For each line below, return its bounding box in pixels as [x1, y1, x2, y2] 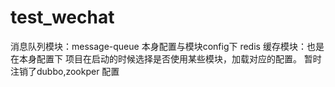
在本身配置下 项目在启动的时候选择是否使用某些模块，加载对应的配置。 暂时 [10, 52, 322, 65]
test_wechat [10, 6, 115, 29]
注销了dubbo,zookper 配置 [10, 65, 120, 77]
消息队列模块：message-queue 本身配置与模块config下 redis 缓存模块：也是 [10, 40, 325, 52]
